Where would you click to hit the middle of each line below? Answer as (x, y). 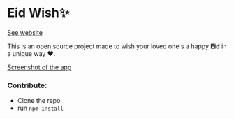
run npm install (41, 108)
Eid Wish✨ (38, 13)
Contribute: (27, 85)
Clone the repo (39, 101)
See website (25, 32)
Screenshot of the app (39, 67)
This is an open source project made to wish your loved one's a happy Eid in (117, 46)
